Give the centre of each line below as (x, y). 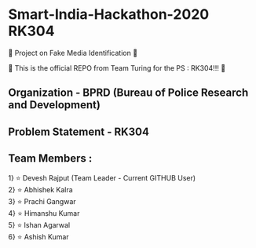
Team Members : (50, 159)
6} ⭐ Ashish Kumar (38, 236)
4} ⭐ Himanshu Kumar (44, 213)
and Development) (54, 105)
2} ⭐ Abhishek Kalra (40, 189)
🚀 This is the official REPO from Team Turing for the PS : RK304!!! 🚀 (117, 67)
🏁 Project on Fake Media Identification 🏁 (73, 53)
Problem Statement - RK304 (79, 131)
